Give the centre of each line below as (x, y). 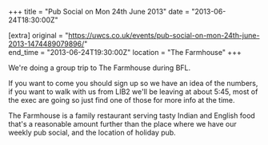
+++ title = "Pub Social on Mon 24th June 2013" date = (99, 12)
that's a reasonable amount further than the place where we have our (123, 124)
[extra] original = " (38, 35)
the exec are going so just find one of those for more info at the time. (122, 100)
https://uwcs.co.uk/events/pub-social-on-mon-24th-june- (164, 35)
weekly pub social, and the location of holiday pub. (92, 132)
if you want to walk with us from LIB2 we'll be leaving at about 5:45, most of (133, 92)
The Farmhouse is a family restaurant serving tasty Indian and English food (132, 116)
